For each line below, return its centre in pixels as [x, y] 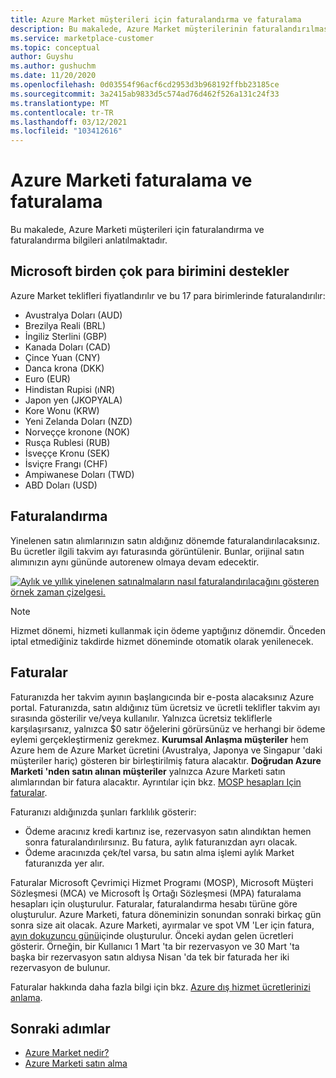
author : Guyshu [42, 57]
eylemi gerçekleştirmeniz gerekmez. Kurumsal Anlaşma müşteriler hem [159, 739]
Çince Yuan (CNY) [62, 357]
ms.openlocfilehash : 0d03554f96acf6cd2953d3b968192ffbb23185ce [145, 85]
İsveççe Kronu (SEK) [67, 453]
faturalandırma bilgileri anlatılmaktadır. [89, 240]
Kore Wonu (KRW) [62, 410]
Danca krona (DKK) [64, 368]
